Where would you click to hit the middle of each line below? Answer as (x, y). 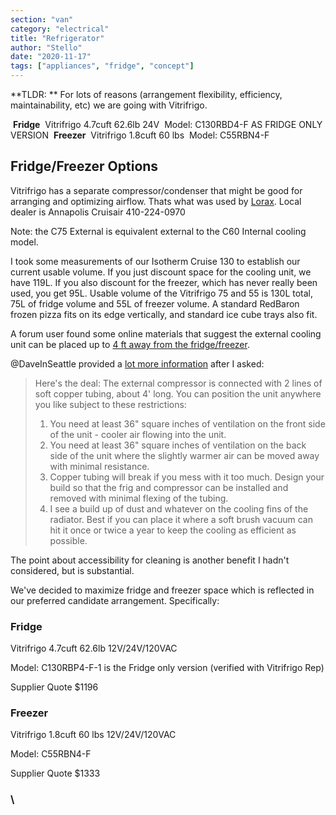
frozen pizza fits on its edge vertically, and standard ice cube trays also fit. (164, 314)
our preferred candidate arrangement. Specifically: (115, 600)
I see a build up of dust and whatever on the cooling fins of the (179, 508)
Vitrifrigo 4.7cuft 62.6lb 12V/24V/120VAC (94, 648)
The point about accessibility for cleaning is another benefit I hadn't (150, 560)
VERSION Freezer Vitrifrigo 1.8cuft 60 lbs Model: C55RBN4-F (140, 135)
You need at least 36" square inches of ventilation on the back (178, 445)
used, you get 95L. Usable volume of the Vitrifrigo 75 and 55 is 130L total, (162, 293)
